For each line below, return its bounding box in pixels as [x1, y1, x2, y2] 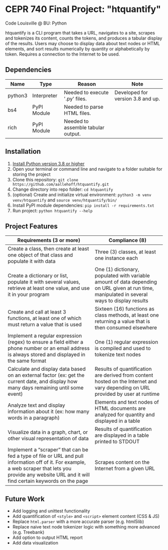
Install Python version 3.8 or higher [12, 160, 85, 166]
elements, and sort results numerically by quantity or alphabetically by [5, 46, 150, 52]
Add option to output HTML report [12, 534, 83, 540]
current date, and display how [7, 378, 77, 385]
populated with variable [94, 272, 150, 279]
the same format [7, 357, 46, 364]
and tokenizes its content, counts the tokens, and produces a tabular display [5, 35, 162, 41]
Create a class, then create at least [7, 245, 89, 252]
